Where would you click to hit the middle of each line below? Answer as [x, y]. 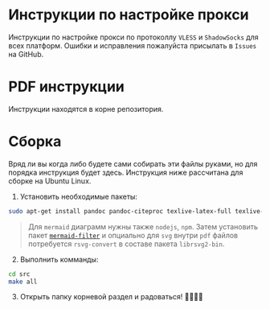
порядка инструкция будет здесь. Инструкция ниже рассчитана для [126, 172]
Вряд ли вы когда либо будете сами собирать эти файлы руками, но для [133, 163]
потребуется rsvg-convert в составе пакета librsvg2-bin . [126, 244]
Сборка [35, 142]
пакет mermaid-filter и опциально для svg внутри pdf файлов [133, 235]
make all [23, 282]
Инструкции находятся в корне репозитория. [86, 109]
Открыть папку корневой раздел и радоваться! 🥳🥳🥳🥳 [111, 297]
